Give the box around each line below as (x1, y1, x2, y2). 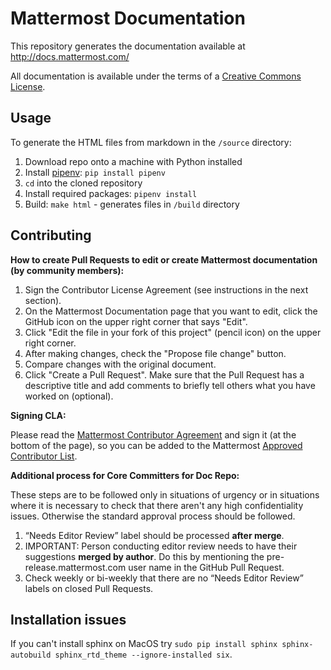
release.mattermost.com (24, 561, 127, 573)
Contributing (10, 227, 92, 244)
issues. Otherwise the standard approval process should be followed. (10, 510, 296, 522)
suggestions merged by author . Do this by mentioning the (24, 550, 265, 562)
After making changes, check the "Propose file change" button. (24, 347, 287, 359)
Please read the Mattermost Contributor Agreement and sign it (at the (10, 428, 297, 441)
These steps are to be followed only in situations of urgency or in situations (10, 488, 320, 501)
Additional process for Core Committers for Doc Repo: (10, 469, 240, 481)
